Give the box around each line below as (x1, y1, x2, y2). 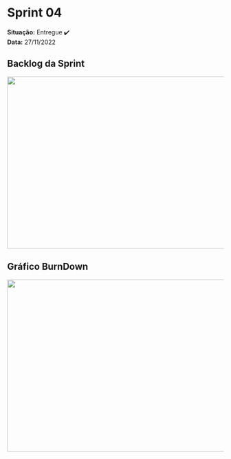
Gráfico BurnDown (7, 261, 89, 273)
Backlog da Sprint (7, 58, 85, 70)
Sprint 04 (7, 5, 63, 21)
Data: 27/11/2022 (7, 38, 56, 46)
